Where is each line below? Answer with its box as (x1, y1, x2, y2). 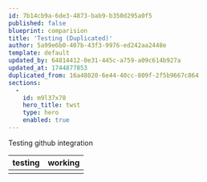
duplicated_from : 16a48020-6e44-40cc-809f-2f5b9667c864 (8, 71, 199, 79)
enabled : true (22, 116, 70, 124)
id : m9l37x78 (22, 94, 67, 102)
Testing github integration (8, 138, 94, 148)
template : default (8, 49, 70, 57)
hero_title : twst (22, 101, 81, 109)
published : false (8, 19, 67, 27)
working (47, 157, 80, 168)
